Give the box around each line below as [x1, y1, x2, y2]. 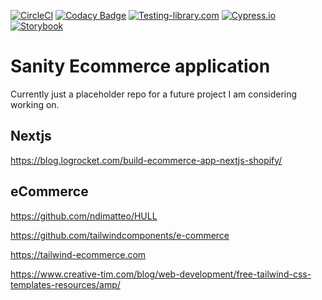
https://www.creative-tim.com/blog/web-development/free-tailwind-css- [10, 268, 312, 280]
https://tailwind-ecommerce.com [10, 248, 147, 260]
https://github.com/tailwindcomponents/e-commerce [10, 229, 230, 241]
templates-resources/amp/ [10, 278, 121, 290]
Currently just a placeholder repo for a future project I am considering [10, 88, 298, 100]
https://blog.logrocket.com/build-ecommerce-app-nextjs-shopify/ [10, 154, 283, 166]
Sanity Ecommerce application [10, 55, 271, 78]
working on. [10, 98, 60, 110]
